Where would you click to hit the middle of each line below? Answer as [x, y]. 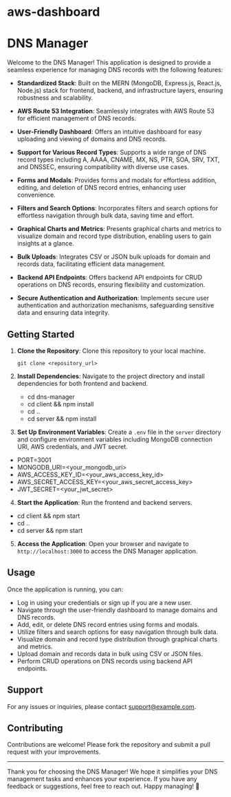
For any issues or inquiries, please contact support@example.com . [102, 706]
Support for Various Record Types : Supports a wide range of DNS [112, 153]
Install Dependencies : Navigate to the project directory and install [111, 376]
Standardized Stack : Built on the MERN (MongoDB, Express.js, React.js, [119, 83]
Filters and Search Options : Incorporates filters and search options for [118, 208]
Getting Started [41, 334]
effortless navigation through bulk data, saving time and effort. [106, 216]
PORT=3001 [34, 460]
